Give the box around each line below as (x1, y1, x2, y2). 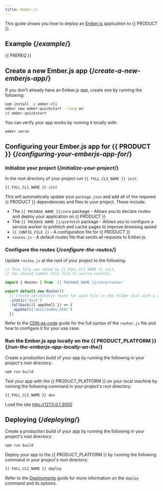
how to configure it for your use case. (5, 325, 80, 331)
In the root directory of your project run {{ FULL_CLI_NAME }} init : (5, 175, 138, 181)
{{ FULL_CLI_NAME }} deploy (5, 466, 62, 472)
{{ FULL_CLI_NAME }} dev (5, 392, 55, 398)
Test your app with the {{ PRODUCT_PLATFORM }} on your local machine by (5, 378, 158, 384)
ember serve (5, 129, 29, 134)
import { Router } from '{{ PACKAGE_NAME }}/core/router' (5, 280, 125, 285)
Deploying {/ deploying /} (5, 415, 80, 423)
